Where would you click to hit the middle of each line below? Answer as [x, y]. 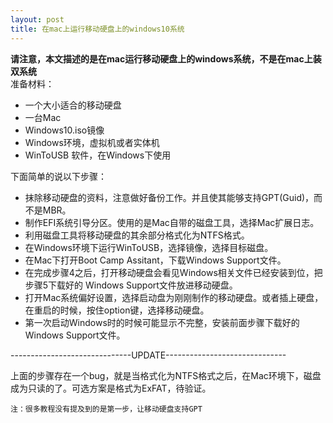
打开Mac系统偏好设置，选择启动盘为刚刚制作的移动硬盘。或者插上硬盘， [174, 297]
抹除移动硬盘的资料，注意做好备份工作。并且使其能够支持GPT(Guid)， [169, 197]
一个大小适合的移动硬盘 [73, 105]
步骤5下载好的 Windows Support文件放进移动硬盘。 [131, 285]
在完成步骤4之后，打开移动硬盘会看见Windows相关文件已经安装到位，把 [173, 272]
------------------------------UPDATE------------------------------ [148, 355]
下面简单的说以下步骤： [58, 176]
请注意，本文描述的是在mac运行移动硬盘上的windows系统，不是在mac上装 [166, 58]
